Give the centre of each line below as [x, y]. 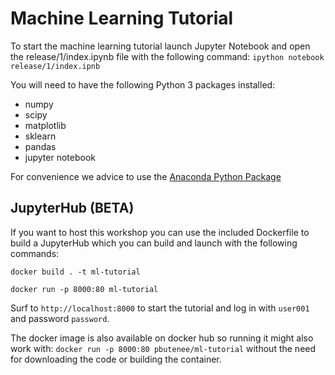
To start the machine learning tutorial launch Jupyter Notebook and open [160, 46]
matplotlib [45, 125]
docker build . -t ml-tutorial [75, 272]
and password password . [60, 318]
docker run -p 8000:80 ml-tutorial [84, 289]
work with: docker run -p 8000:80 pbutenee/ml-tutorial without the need [163, 348]
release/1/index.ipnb [55, 66]
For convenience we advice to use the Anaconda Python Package [146, 176]
